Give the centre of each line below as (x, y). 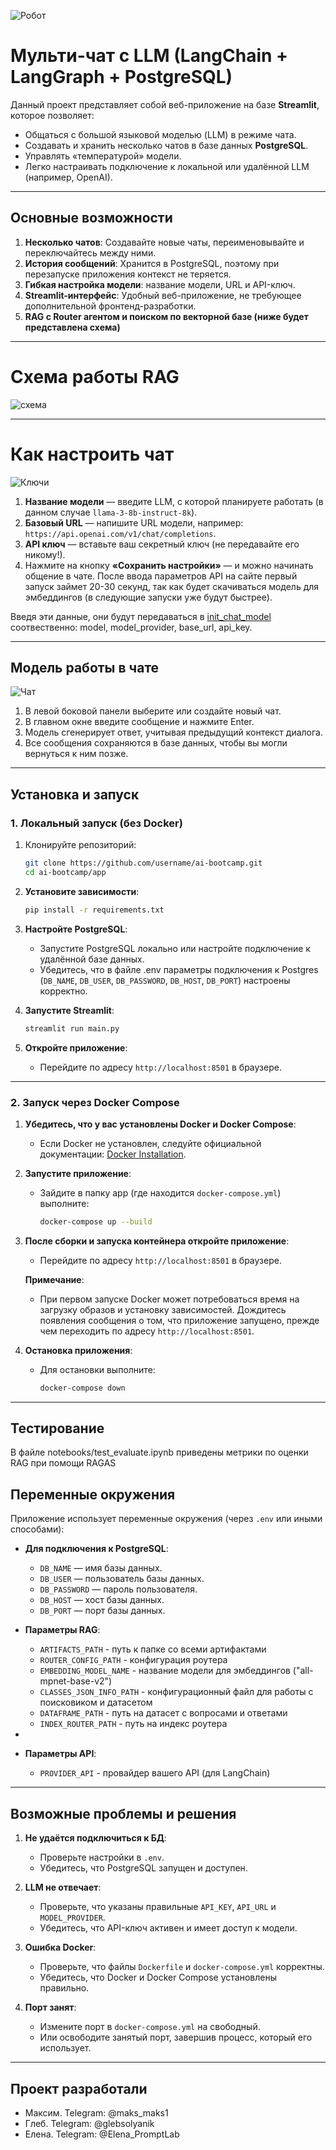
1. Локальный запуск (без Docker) (96, 823)
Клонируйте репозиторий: (80, 845)
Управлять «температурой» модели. (103, 156)
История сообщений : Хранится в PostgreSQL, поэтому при (152, 263)
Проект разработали (79, 2088)
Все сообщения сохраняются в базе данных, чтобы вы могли (156, 743)
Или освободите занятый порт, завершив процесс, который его (176, 2037)
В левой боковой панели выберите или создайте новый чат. (153, 711)
